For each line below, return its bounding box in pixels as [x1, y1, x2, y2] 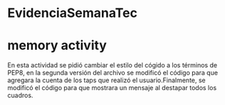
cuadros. [7, 91, 33, 100]
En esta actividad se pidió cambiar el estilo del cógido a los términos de [7, 61, 218, 70]
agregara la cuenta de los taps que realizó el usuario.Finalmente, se [7, 76, 206, 84]
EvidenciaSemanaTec [7, 5, 137, 21]
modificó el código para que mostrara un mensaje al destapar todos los [7, 84, 217, 92]
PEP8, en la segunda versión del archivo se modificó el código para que [7, 69, 219, 77]
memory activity [7, 38, 107, 54]
